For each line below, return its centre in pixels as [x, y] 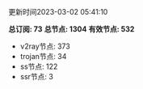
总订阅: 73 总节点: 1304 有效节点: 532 [71, 29]
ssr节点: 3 [37, 76]
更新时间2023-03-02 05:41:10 [58, 12]
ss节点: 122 [39, 66]
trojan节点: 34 [43, 56]
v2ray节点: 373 [45, 46]
